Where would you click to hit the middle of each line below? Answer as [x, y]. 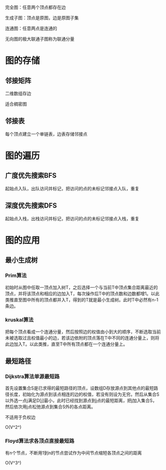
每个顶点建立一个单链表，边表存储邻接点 [46, 134]
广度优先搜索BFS [31, 176]
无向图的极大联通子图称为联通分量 [40, 39]
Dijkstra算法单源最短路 [32, 377]
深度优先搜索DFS [31, 206]
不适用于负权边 [20, 417]
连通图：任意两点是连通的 [31, 28]
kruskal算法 [19, 320]
